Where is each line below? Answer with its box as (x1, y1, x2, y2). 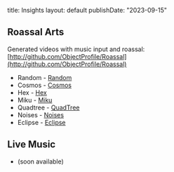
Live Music (7, 138, 56, 150)
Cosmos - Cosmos (17, 81, 72, 89)
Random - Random (17, 73, 72, 81)
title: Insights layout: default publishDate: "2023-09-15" (7, 6, 167, 14)
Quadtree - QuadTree (17, 103, 80, 112)
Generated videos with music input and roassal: (7, 45, 145, 53)
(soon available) (17, 157, 65, 166)
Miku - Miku (17, 95, 53, 104)
